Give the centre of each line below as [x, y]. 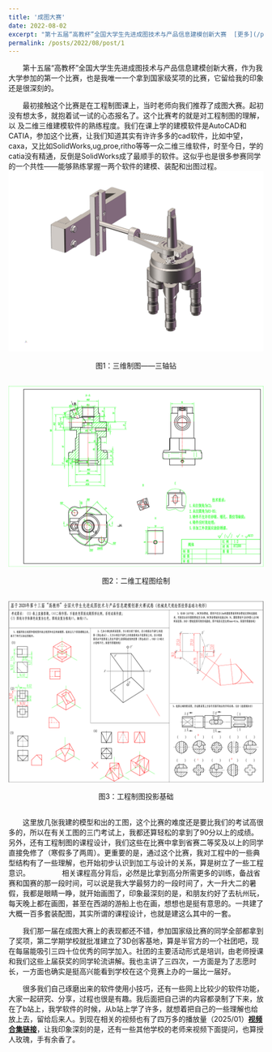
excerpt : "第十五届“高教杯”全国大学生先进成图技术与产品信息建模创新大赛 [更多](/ [134, 34]
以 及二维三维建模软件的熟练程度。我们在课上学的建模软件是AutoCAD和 [127, 126]
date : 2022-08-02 [38, 26]
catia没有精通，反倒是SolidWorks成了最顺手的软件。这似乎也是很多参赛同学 [135, 156]
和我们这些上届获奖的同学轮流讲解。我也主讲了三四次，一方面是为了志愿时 [132, 961]
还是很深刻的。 [33, 88]
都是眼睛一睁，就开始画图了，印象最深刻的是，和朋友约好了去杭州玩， [147, 893]
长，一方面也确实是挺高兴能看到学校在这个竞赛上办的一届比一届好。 [122, 971]
